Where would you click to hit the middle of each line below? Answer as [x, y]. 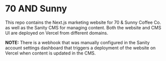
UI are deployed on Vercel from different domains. [57, 33]
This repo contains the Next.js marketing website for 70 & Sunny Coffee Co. [83, 22]
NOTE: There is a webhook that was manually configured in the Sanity [77, 42]
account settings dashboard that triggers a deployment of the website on [80, 48]
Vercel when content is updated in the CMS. [50, 53]
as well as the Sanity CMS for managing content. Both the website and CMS [83, 27]
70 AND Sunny [36, 9]
